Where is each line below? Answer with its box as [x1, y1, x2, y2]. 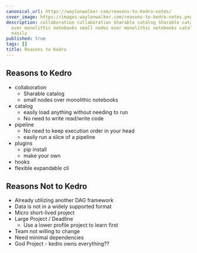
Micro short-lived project [14, 209, 75, 216]
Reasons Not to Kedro [6, 181, 87, 191]
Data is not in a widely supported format [14, 203, 112, 210]
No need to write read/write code [23, 115, 104, 122]
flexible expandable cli [14, 164, 69, 171]
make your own [23, 152, 61, 159]
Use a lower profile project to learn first [23, 221, 118, 228]
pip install [23, 145, 47, 153]
